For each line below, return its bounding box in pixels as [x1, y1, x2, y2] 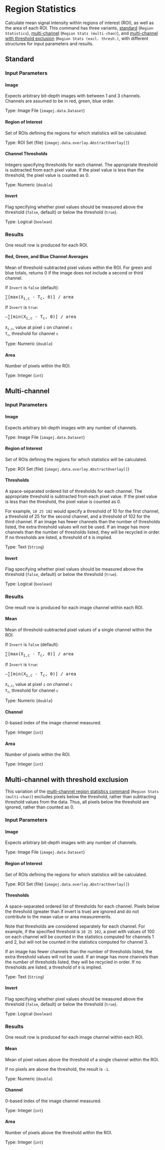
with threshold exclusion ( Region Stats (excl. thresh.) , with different [5, 35, 149, 41]
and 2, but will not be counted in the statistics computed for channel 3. [5, 939, 149, 945]
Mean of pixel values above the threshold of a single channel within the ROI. [5, 1056, 159, 1062]
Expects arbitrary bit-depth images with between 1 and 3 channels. [5, 93, 141, 99]
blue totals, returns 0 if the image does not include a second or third [5, 270, 143, 275]
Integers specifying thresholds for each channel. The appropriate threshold [5, 162, 158, 168]
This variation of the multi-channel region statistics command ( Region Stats [5, 788, 159, 794]
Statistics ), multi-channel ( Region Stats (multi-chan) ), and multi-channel [5, 30, 158, 36]
